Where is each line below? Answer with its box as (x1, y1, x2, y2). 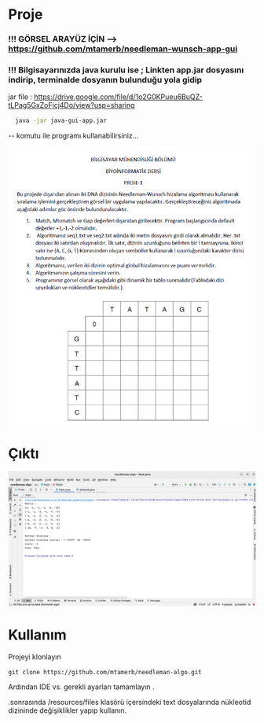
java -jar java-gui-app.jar (15, 116, 108, 125)
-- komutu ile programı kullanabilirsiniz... (8, 131, 139, 141)
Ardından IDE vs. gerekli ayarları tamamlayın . (8, 682, 155, 692)
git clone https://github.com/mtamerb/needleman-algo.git (8, 668, 202, 676)
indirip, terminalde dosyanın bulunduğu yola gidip (8, 75, 203, 86)
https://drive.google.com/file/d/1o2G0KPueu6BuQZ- (34, 92, 203, 101)
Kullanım (8, 625, 67, 644)
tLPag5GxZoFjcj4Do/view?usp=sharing (8, 101, 135, 110)
